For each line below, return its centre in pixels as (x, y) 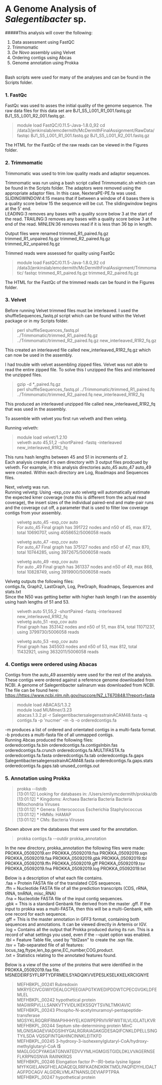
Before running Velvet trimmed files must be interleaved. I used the (72, 310)
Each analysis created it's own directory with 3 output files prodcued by (77, 462)
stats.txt (13, 592)
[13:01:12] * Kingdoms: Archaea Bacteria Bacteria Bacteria (74, 799)
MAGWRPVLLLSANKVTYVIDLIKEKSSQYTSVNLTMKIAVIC (74, 1005)
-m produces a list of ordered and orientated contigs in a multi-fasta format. (81, 730)
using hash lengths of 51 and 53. (37, 602)
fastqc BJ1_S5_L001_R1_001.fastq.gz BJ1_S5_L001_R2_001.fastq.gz (83, 136)
